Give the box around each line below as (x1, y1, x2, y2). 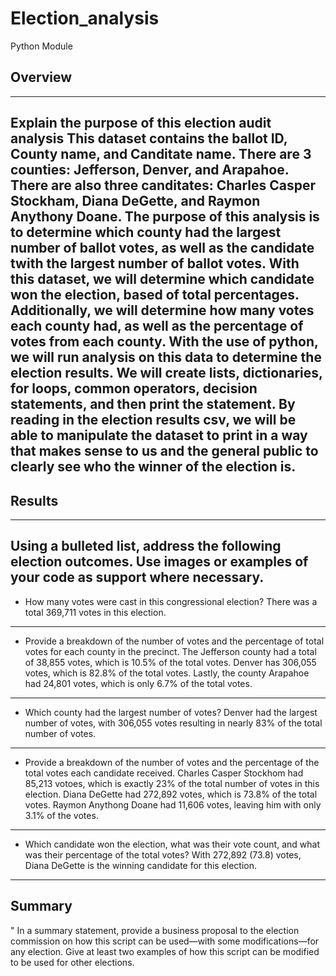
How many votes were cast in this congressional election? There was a (24, 595, 318, 607)
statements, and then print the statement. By (10, 396, 296, 413)
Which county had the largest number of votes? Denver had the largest (24, 706, 318, 718)
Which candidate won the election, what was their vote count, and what (24, 838, 320, 850)
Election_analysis (10, 7, 160, 30)
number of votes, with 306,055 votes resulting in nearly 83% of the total (24, 717, 323, 729)
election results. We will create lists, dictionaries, (10, 365, 323, 382)
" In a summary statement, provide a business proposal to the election (10, 924, 300, 936)
